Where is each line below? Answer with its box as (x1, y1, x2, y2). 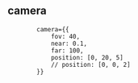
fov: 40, (50, 32, 81, 40)
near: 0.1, (50, 39, 88, 48)
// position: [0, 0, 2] (50, 60, 131, 68)
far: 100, (50, 46, 84, 55)
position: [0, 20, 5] (50, 53, 124, 61)
